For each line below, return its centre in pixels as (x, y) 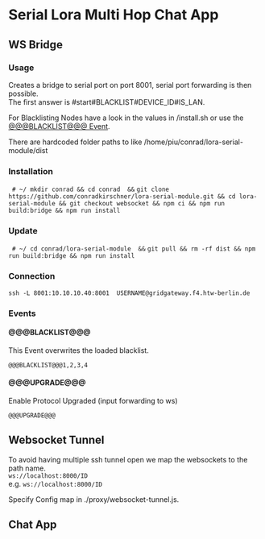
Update (23, 231)
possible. (23, 93)
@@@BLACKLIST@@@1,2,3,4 (48, 365)
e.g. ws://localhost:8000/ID (56, 483)
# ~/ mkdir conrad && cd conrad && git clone (90, 190)
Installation (31, 171)
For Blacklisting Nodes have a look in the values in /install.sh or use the (126, 118)
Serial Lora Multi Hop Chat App (114, 15)
